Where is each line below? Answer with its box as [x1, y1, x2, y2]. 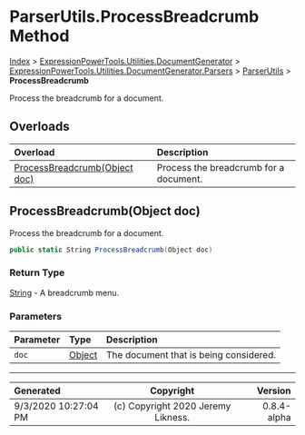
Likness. [153, 411, 191, 424]
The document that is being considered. [105, 349, 277, 361]
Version [256, 384, 291, 397]
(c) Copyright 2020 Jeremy [113, 400, 231, 412]
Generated [14, 384, 61, 397]
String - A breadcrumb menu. [9, 287, 120, 298]
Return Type [9, 266, 65, 279]
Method [9, 25, 70, 46]
